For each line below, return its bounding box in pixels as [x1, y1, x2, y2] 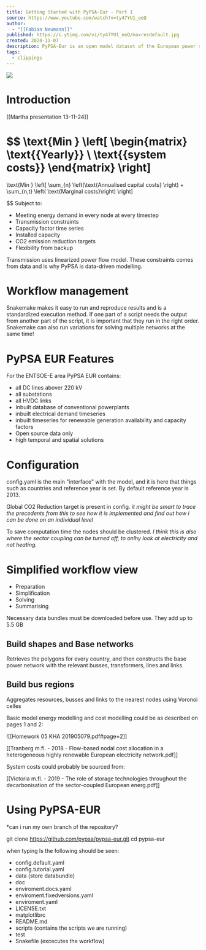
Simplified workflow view [6, 563, 139, 576]
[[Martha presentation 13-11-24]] [6, 113, 89, 120]
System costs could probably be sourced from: [6, 763, 125, 770]
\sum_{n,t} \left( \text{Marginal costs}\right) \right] [6, 187, 133, 195]
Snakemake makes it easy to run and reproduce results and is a [6, 304, 167, 312]
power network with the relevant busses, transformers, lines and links [6, 662, 183, 669]
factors [15, 423, 34, 431]
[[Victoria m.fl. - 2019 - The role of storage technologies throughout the [6, 775, 187, 782]
